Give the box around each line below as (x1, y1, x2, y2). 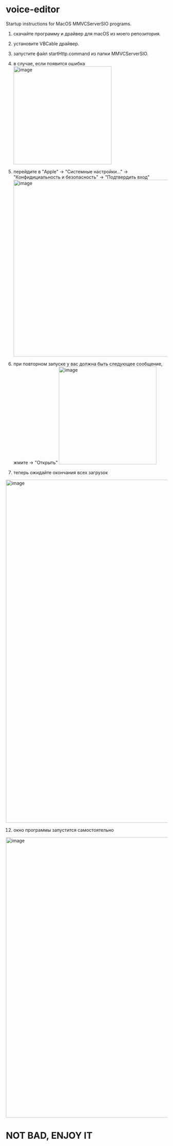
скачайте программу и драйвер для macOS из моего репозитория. (13, 30, 161, 37)
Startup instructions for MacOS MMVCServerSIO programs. (6, 21, 132, 27)
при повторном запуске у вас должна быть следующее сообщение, (13, 361, 163, 367)
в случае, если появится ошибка (13, 60, 85, 66)
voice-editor (6, 4, 60, 15)
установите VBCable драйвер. (13, 40, 80, 47)
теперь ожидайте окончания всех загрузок (13, 469, 108, 475)
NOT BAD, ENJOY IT (6, 1130, 93, 1141)
